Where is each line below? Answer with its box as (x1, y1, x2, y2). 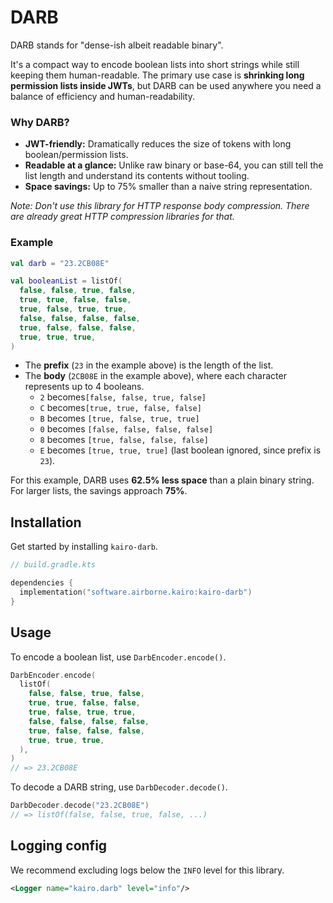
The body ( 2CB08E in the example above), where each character (24, 370, 287, 382)
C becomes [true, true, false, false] (39, 402, 202, 414)
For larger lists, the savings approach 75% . (10, 485, 188, 497)
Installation (10, 514, 82, 531)
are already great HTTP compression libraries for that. (10, 211, 235, 223)
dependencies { (10, 578, 74, 588)
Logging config (10, 837, 108, 855)
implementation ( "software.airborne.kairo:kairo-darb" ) (19, 587, 253, 597)
